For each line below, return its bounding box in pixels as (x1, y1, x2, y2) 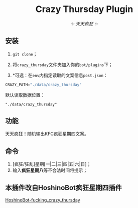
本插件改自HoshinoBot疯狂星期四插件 (5, 183, 122, 192)
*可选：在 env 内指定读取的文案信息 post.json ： (12, 72, 108, 78)
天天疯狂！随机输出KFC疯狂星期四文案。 (5, 131, 89, 137)
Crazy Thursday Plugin (35, 3, 133, 15)
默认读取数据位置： (5, 91, 45, 98)
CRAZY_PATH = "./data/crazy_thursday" (5, 82, 82, 87)
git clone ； (12, 51, 38, 57)
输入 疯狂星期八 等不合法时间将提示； (12, 167, 88, 173)
